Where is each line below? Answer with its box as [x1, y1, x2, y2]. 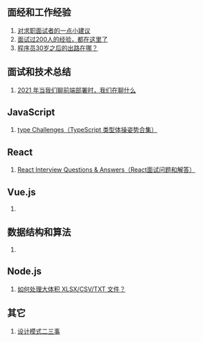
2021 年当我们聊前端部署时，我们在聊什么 [17, 85, 136, 94]
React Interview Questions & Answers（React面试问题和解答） [17, 165, 196, 174]
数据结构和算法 [7, 227, 71, 238]
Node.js [7, 266, 42, 277]
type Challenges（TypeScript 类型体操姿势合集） [17, 126, 158, 134]
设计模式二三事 [17, 327, 60, 335]
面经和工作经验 [7, 6, 71, 19]
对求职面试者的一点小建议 [17, 26, 91, 35]
